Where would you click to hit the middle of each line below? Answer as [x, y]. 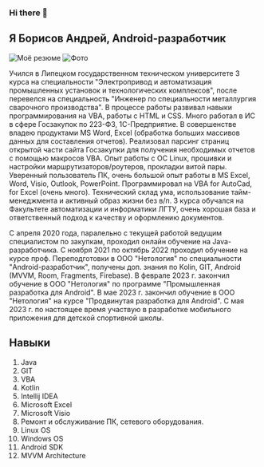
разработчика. [34, 250]
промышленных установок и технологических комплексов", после [123, 90]
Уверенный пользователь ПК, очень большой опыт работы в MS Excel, [130, 175]
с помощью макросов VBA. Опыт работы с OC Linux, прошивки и [120, 158]
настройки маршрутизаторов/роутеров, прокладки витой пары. [118, 166]
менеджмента [33, 200]
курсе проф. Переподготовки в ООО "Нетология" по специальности [125, 258]
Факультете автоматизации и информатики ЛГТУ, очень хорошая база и [132, 209]
